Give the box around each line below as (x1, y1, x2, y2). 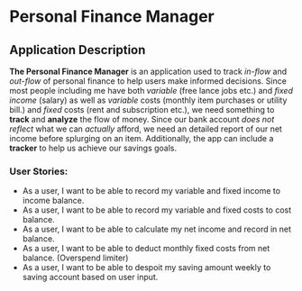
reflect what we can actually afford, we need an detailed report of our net (9, 123, 282, 134)
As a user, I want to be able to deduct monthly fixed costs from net (22, 243, 270, 254)
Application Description (9, 42, 146, 58)
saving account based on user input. (22, 272, 159, 283)
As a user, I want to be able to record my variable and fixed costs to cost (22, 205, 292, 215)
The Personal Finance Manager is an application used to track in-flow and (9, 66, 288, 77)
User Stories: (9, 165, 69, 177)
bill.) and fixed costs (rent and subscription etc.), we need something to (9, 105, 275, 114)
